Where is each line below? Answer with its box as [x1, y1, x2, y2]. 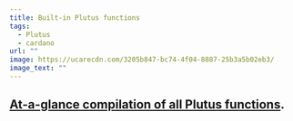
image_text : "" [9, 64, 67, 73]
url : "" [9, 47, 39, 56]
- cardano [17, 38, 55, 48]
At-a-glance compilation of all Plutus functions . [9, 97, 285, 113]
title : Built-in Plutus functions [9, 13, 141, 23]
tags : [9, 22, 30, 31]
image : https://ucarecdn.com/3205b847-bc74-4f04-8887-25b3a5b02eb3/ [9, 55, 275, 64]
